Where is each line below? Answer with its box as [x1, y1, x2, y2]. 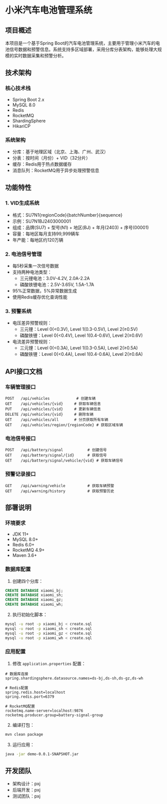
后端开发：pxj [12, 787, 41, 793]
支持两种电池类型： [12, 269, 52, 275]
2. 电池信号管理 [5, 251, 42, 258]
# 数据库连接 [5, 671, 28, 676]
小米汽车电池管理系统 [5, 4, 93, 16]
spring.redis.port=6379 [5, 694, 55, 699]
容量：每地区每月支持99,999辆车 [12, 231, 80, 237]
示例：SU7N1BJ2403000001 [12, 218, 71, 224]
